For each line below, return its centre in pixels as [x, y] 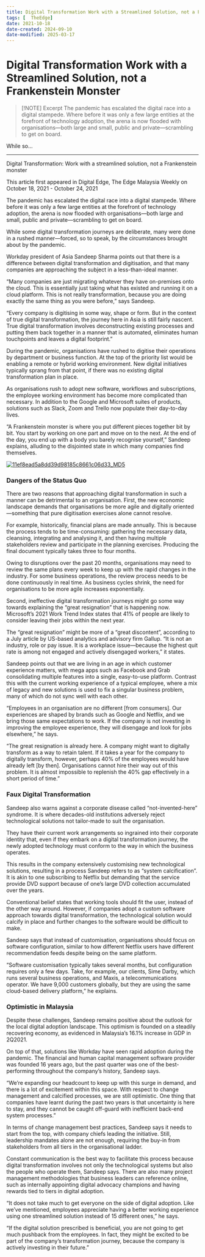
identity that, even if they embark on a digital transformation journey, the [97, 839]
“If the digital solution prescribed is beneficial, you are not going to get [95, 1228]
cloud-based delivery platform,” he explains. [62, 991]
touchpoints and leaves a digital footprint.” [59, 339]
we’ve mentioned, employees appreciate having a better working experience [103, 1209]
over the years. [25, 890]
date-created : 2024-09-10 [39, 29]
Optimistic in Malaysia [40, 1006]
